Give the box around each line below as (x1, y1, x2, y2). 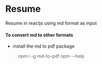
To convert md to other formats (5, 32, 73, 38)
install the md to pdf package (12, 43, 75, 49)
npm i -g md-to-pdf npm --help (17, 53, 85, 59)
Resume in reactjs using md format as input (5, 20, 97, 26)
